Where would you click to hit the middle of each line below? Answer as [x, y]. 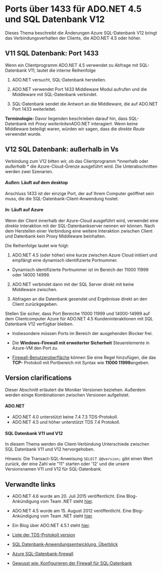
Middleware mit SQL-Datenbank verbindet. [55, 94]
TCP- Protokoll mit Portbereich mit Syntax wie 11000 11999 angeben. [81, 362]
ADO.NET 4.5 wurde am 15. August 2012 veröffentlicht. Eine [72, 511]
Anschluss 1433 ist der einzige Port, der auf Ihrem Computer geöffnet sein [80, 193]
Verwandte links [30, 484]
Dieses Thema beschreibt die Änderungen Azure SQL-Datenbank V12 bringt [81, 33]
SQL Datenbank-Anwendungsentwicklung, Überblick [65, 544]
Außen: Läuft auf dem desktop [36, 183]
